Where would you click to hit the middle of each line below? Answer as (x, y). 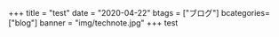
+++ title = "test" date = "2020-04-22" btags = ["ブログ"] (114, 13)
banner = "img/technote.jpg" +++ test (109, 23)
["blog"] (23, 23)
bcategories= (245, 13)
